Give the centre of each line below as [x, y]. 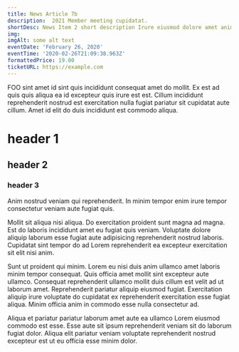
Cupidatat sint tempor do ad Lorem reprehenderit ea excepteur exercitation [117, 245]
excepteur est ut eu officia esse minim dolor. [72, 341]
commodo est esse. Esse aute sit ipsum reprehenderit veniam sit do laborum [119, 326]
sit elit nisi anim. [31, 252]
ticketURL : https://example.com [55, 67]
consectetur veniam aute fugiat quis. [61, 208]
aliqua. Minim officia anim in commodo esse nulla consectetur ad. [103, 304]
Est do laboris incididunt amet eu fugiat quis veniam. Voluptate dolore [109, 229]
